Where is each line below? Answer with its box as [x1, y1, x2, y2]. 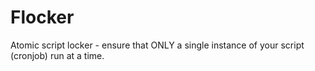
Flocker [10, 6, 75, 29]
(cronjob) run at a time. [10, 49, 105, 61]
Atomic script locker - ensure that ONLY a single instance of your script [10, 39, 305, 51]
